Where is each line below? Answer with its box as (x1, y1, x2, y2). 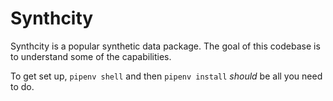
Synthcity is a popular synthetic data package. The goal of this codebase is (10, 40, 321, 52)
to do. (10, 80, 35, 92)
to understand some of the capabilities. (10, 50, 172, 62)
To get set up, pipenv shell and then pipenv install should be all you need (10, 70, 323, 82)
